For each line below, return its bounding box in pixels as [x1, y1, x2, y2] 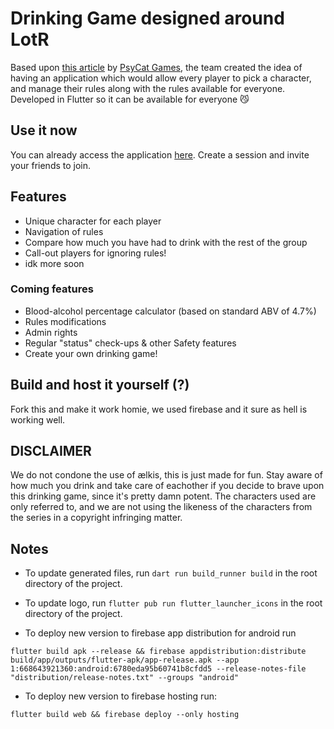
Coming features [10, 282, 94, 296]
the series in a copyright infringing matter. [10, 512, 183, 524]
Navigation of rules [24, 225, 104, 237]
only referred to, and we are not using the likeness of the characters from [10, 501, 313, 513]
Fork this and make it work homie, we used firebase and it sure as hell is [10, 403, 308, 415]
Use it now [10, 122, 78, 139]
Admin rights [24, 326, 78, 338]
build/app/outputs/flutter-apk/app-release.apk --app [10, 655, 240, 666]
